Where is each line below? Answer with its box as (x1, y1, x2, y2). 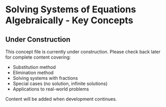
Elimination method (12, 69, 54, 76)
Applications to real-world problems (12, 86, 89, 92)
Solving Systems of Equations (5, 4, 136, 15)
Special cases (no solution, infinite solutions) (12, 81, 108, 86)
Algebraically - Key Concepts (5, 14, 134, 26)
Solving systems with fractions (12, 75, 78, 81)
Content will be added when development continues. (5, 96, 117, 102)
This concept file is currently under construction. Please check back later (5, 49, 161, 55)
